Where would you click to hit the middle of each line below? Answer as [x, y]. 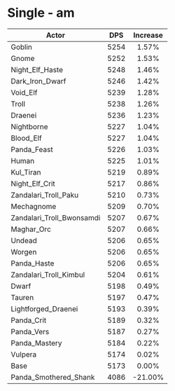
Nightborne [29, 126]
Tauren [22, 297]
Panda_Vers [30, 331]
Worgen [24, 252]
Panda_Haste [33, 263]
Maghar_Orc [31, 229]
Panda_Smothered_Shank [53, 377]
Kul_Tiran [26, 172]
